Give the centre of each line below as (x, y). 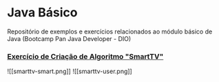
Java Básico (42, 13)
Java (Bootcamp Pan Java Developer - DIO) (69, 38)
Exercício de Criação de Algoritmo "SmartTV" (85, 56)
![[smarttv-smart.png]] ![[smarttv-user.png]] (70, 71)
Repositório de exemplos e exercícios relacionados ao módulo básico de (110, 31)
